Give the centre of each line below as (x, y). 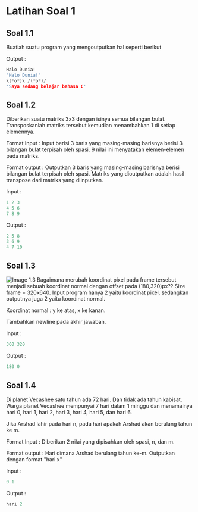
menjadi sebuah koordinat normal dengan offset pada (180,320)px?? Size (96, 286)
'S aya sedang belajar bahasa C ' (46, 86)
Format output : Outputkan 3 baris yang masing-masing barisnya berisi (93, 167)
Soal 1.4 (21, 385)
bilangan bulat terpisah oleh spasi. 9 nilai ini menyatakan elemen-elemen (95, 149)
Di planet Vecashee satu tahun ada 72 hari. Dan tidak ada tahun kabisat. (94, 399)
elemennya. (21, 132)
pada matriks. (23, 156)
